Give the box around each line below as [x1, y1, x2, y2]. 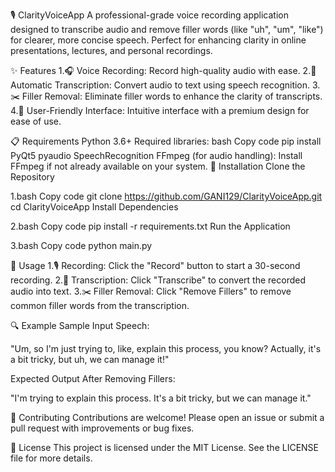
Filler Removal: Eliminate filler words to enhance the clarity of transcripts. [21, 90, 323, 102]
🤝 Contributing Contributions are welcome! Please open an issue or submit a [10, 412, 325, 423]
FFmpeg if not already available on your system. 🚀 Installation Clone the [10, 160, 306, 172]
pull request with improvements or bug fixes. [10, 422, 195, 434]
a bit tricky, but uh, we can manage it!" [10, 354, 170, 365]
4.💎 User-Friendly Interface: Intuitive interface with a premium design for [10, 105, 310, 116]
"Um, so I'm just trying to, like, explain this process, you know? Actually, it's [10, 343, 322, 354]
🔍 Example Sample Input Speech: [10, 320, 150, 331]
